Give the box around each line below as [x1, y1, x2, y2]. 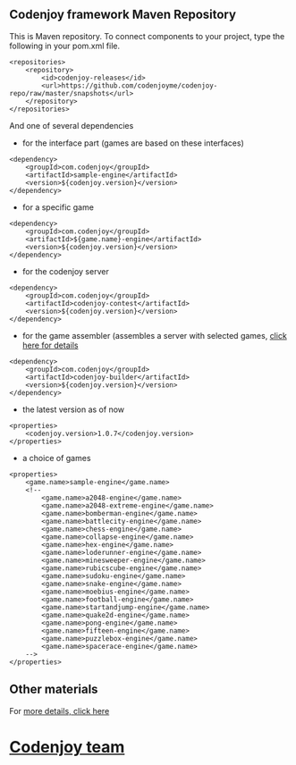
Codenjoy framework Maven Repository [9, 7, 237, 22]
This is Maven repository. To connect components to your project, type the [9, 30, 285, 41]
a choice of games [21, 452, 91, 463]
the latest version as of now [21, 404, 125, 415]
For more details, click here [9, 705, 110, 716]
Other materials [9, 682, 98, 697]
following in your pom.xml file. [9, 40, 121, 51]
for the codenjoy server [21, 265, 109, 276]
